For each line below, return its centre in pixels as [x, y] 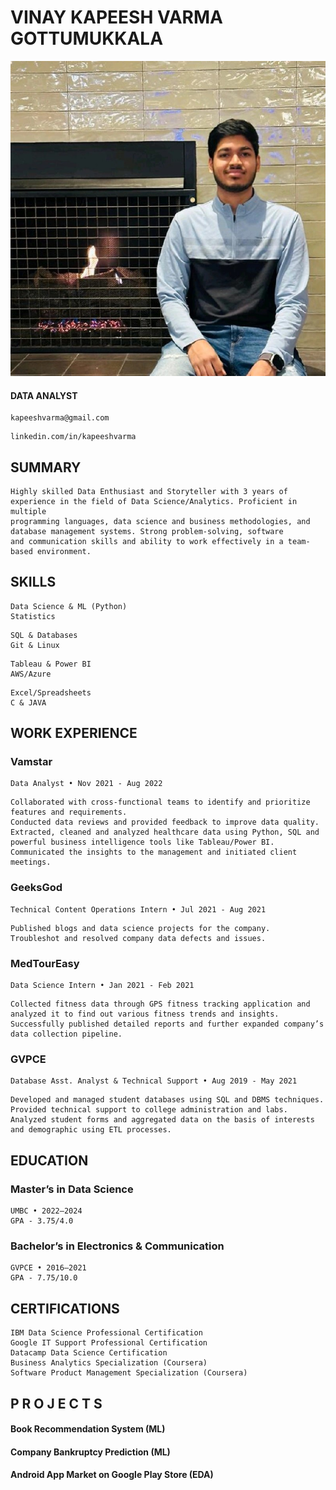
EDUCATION [49, 1160]
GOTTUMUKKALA [87, 38]
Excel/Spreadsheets [51, 692]
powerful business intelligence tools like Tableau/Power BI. [142, 842]
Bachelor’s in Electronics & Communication [117, 1246]
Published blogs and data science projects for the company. [140, 928]
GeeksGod [36, 888]
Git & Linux [35, 645]
